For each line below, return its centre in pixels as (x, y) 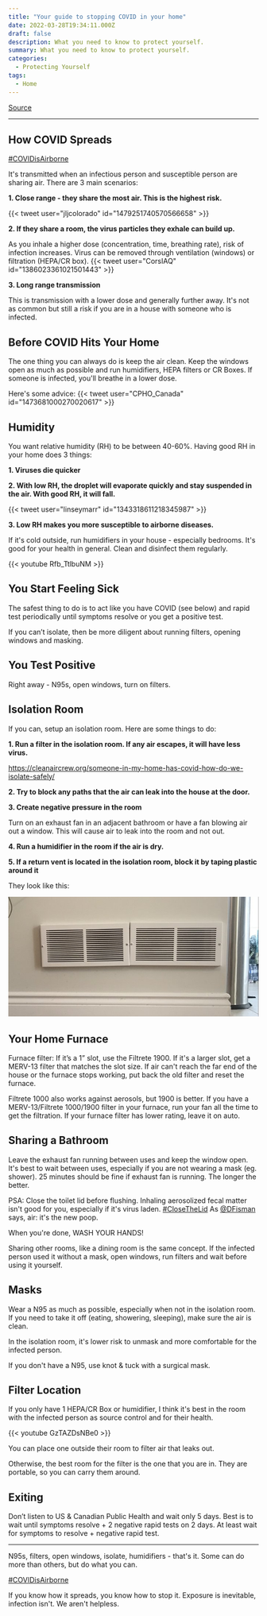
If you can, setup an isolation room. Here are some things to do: (112, 729)
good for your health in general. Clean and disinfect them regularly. (118, 549)
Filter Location (45, 1390)
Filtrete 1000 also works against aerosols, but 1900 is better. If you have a (128, 1098)
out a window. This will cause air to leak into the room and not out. (116, 831)
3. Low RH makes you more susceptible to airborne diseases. (111, 525)
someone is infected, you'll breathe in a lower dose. (93, 378)
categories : (28, 59)
